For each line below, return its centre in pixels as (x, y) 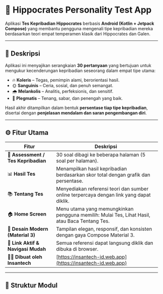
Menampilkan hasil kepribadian (91, 168)
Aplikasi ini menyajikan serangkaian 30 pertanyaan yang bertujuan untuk (78, 65)
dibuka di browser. (77, 249)
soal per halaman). (77, 161)
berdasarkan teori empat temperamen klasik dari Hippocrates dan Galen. (78, 34)
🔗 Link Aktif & (24, 243)
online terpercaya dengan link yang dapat (104, 195)
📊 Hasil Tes (21, 174)
